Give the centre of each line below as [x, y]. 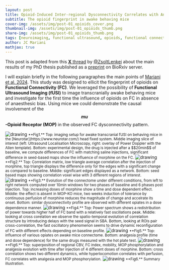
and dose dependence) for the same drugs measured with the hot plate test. [71, 240]
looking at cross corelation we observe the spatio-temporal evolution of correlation [77, 217]
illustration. [15, 263]
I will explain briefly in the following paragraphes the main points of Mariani [83, 76]
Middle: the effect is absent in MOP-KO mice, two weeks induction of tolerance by [76, 194]
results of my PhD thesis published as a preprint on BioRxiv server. [74, 67]
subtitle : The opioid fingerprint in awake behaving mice [67, 19]
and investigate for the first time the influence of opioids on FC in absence [82, 98]
